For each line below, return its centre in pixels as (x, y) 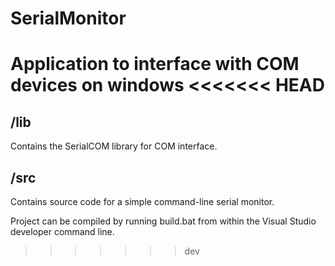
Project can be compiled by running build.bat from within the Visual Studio (163, 221)
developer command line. (62, 231)
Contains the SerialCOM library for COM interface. (114, 146)
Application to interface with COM (155, 64)
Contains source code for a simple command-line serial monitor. (142, 201)
